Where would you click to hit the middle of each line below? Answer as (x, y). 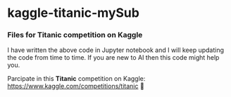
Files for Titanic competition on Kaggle (75, 35)
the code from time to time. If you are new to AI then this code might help (113, 58)
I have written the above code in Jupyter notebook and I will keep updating (115, 50)
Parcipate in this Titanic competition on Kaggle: (76, 79)
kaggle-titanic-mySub (73, 13)
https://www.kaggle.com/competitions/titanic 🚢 (76, 86)
